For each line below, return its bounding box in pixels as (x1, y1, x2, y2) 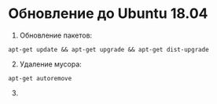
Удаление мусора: (19, 59, 83, 69)
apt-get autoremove (8, 74, 72, 82)
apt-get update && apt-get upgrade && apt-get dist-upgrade (8, 45, 210, 53)
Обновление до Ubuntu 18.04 (8, 5, 208, 23)
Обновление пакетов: (19, 30, 93, 40)
